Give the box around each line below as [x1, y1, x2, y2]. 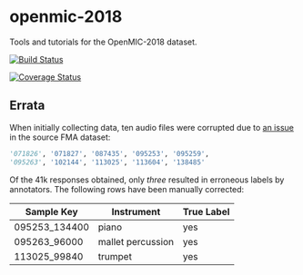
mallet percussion [97, 235, 175, 248]
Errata [9, 98, 45, 113]
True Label [182, 205, 230, 218]
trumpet [97, 250, 132, 262]
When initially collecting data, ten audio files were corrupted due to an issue [9, 122, 294, 133]
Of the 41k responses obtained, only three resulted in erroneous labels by [9, 174, 285, 185]
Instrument [111, 205, 161, 218]
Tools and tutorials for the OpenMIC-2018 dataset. [9, 36, 197, 47]
